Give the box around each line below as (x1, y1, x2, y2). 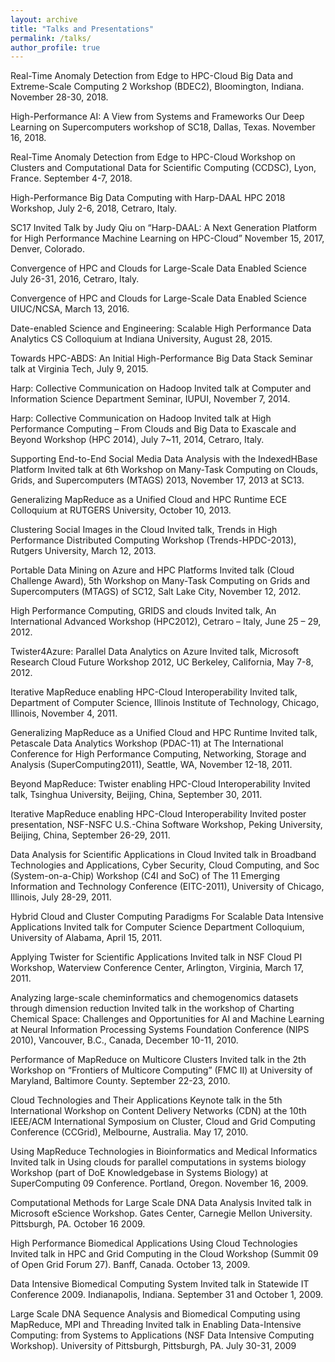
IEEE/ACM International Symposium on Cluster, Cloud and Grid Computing (10, 1116, 316, 1128)
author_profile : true (10, 42, 101, 53)
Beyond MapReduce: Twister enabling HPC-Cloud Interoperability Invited (10, 778, 311, 790)
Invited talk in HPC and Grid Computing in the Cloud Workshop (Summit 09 (10, 1248, 319, 1260)
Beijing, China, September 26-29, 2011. (10, 829, 171, 841)
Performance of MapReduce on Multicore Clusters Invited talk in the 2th (10, 1054, 307, 1066)
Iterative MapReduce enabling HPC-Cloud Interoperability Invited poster (10, 808, 307, 820)
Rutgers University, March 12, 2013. (10, 545, 157, 557)
